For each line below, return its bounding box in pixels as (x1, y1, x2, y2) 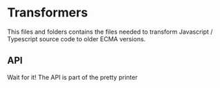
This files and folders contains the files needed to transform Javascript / (7, 27, 213, 36)
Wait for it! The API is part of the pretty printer (7, 73, 138, 81)
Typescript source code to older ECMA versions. (7, 34, 146, 43)
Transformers (7, 5, 89, 21)
